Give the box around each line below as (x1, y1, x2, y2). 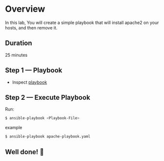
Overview (5, 3, 45, 15)
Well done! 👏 (5, 148, 44, 156)
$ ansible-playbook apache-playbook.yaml (5, 134, 91, 139)
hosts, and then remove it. (5, 24, 58, 30)
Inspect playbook (12, 79, 47, 85)
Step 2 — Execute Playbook (5, 93, 90, 101)
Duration (5, 39, 33, 47)
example (5, 125, 22, 131)
